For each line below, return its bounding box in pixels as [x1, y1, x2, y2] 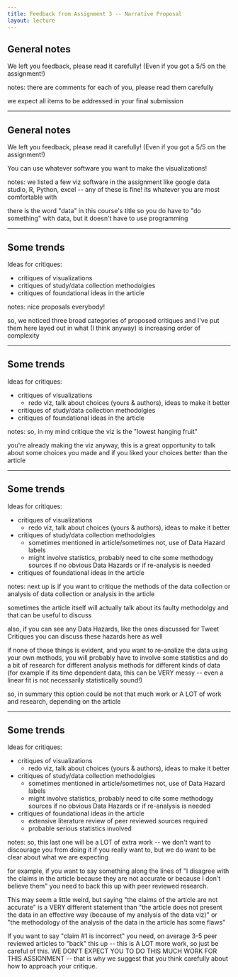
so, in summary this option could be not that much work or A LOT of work [7, 690, 222, 698]
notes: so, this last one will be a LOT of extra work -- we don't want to [7, 838, 211, 847]
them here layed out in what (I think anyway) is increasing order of [7, 324, 200, 332]
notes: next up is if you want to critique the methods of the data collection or [7, 582, 231, 590]
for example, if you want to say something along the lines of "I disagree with [7, 867, 229, 875]
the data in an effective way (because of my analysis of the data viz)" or [7, 910, 217, 919]
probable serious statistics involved [28, 824, 132, 833]
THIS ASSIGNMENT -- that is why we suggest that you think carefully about [7, 954, 228, 963]
